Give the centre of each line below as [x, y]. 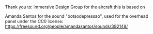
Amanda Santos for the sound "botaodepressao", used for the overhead [77, 16]
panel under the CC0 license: [34, 21]
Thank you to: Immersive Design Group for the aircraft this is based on [75, 7]
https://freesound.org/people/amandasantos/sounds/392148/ [67, 26]
